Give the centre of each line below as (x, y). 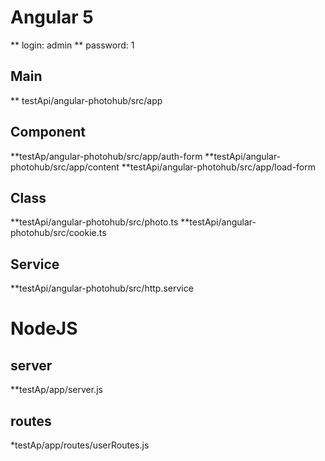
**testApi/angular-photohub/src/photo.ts (94, 222)
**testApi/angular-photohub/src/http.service (102, 288)
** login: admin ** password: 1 (72, 45)
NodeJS (44, 328)
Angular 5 (52, 17)
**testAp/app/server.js (56, 390)
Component (48, 132)
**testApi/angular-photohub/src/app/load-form (219, 167)
